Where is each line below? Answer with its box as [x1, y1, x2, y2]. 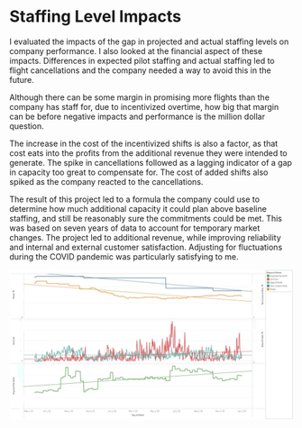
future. [9, 74, 34, 85]
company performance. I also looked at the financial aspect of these [9, 45, 263, 56]
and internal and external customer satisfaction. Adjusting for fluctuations [9, 241, 283, 252]
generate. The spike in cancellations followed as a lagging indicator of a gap [9, 157, 293, 168]
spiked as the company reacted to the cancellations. [9, 176, 204, 187]
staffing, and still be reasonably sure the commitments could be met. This [9, 213, 282, 223]
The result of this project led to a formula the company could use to [9, 194, 260, 205]
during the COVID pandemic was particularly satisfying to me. [9, 250, 239, 262]
